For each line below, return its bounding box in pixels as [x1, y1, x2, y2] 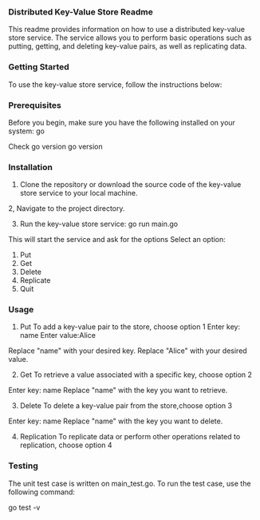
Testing [8, 460, 38, 471]
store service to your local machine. [19, 189, 138, 198]
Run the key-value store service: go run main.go [19, 219, 178, 229]
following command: [8, 486, 76, 497]
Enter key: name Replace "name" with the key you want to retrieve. [8, 386, 228, 395]
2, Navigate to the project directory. [8, 204, 125, 213]
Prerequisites [8, 99, 61, 110]
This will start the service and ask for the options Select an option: [8, 235, 226, 244]
